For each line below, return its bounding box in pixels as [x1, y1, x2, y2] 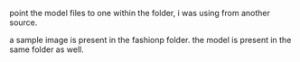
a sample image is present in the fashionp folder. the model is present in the [9, 35, 292, 45]
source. [9, 17, 38, 28]
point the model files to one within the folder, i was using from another [9, 8, 271, 18]
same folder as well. [9, 44, 84, 55]
